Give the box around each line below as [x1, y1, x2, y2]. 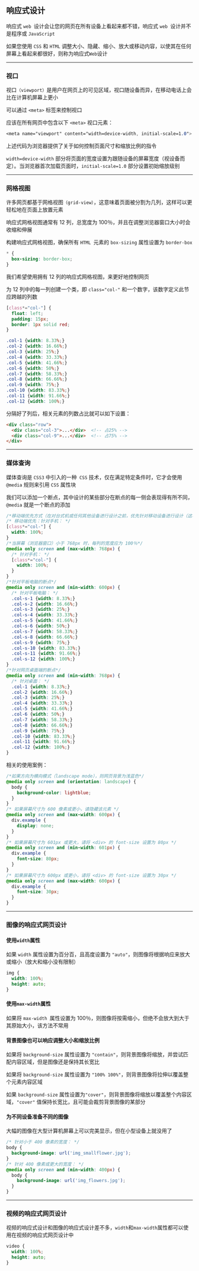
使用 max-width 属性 [6, 1000, 52, 1007]
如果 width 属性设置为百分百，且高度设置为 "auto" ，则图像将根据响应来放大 [6, 951, 191, 958]
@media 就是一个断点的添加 [6, 501, 70, 508]
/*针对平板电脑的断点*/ [6, 579, 57, 585]
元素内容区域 [11, 1078, 43, 1085]
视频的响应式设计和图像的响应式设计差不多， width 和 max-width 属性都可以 [6, 1224, 184, 1231]
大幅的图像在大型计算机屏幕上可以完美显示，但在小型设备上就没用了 [6, 1127, 172, 1135]
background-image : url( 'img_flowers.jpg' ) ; [17, 1178, 126, 1184]
